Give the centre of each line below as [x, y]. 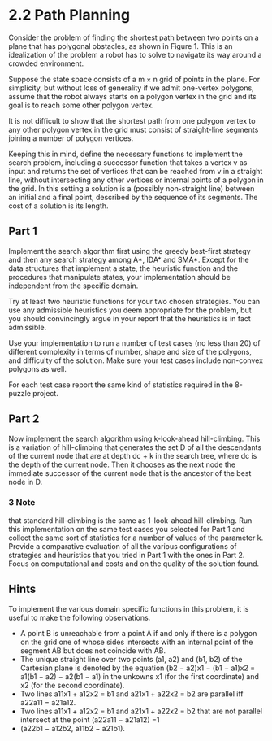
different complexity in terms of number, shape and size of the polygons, [130, 351]
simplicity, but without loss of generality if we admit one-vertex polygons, [131, 88]
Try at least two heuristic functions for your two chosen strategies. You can [134, 301]
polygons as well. [37, 368]
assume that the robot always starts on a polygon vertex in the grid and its [133, 96]
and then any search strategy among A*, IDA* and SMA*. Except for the [129, 259]
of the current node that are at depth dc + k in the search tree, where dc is [133, 455]
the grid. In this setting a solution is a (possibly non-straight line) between [132, 188]
